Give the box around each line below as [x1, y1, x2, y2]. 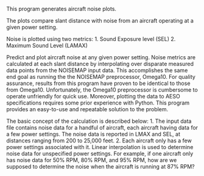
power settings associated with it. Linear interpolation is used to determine [6, 144, 194, 150]
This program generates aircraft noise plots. [6, 5, 117, 12]
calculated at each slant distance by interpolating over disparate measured [6, 61, 194, 67]
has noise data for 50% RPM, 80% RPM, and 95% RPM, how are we [6, 156, 177, 164]
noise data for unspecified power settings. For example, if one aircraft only [6, 150, 194, 157]
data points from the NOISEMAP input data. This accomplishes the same [6, 67, 188, 74]
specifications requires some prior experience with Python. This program [6, 99, 190, 106]
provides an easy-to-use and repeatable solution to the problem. [6, 106, 169, 112]
